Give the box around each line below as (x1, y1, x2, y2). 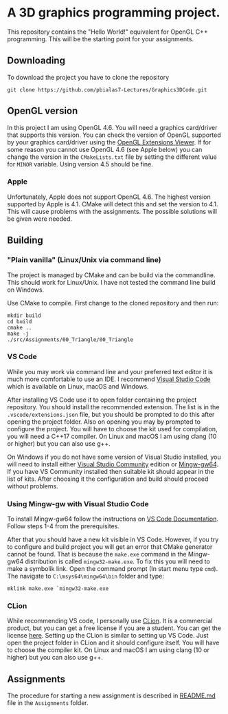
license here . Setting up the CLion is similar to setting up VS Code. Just (7, 631, 209, 640)
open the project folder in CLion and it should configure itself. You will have (7, 638, 220, 647)
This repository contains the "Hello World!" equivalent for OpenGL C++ (7, 28, 208, 36)
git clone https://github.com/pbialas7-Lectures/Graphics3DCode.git (7, 86, 207, 94)
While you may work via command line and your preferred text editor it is (7, 367, 213, 376)
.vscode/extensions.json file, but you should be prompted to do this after (7, 410, 215, 418)
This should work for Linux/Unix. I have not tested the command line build (7, 278, 216, 286)
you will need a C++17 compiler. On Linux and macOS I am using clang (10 (7, 432, 217, 440)
